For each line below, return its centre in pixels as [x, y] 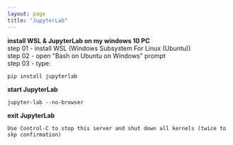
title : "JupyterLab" [38, 21]
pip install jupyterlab [42, 76]
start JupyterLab [33, 89]
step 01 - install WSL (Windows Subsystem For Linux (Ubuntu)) [99, 48]
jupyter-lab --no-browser [45, 102]
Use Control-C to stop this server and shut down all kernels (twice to [117, 128]
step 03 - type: [29, 63]
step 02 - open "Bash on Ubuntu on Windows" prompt [87, 56]
